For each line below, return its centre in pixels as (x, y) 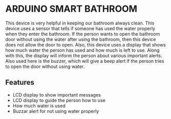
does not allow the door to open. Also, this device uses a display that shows (85, 44)
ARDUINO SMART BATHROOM (71, 9)
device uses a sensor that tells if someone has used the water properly (80, 28)
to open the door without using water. (45, 66)
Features (20, 82)
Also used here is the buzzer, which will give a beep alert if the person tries (85, 61)
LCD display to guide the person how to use (59, 100)
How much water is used (39, 106)
